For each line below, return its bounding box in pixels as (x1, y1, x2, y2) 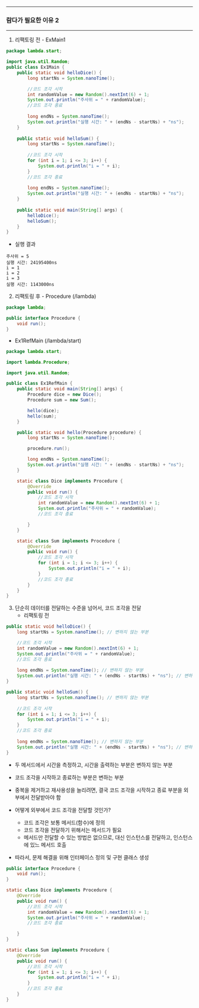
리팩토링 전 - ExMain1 (14, 36, 66, 43)
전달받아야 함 (30, 794, 61, 801)
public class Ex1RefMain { (6, 380, 73, 387)
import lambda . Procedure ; (6, 359, 70, 365)
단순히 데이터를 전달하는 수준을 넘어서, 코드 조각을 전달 (14, 605, 142, 612)
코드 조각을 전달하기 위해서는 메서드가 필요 (23, 826, 123, 833)
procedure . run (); (27, 445, 70, 452)
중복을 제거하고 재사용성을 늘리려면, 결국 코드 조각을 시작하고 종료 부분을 (14, 786, 182, 794)
